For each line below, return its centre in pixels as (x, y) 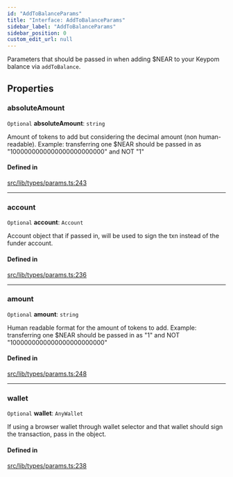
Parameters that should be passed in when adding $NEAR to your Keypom (113, 59)
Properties (31, 89)
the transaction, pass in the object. (57, 434)
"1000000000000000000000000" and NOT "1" (76, 151)
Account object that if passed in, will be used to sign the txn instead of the (113, 236)
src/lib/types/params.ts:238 (47, 465)
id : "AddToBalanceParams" (44, 14)
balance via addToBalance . (44, 67)
